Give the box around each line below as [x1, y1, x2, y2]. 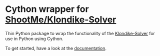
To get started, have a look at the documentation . [5, 45, 106, 51]
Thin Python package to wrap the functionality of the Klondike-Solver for [5, 30, 155, 36]
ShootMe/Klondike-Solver [5, 14, 116, 25]
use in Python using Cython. [5, 36, 63, 42]
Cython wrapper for [5, 3, 89, 15]
